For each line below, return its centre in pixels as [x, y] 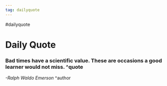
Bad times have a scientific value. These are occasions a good [83, 60]
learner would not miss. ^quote [44, 67]
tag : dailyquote [22, 10]
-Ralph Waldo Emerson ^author [38, 78]
